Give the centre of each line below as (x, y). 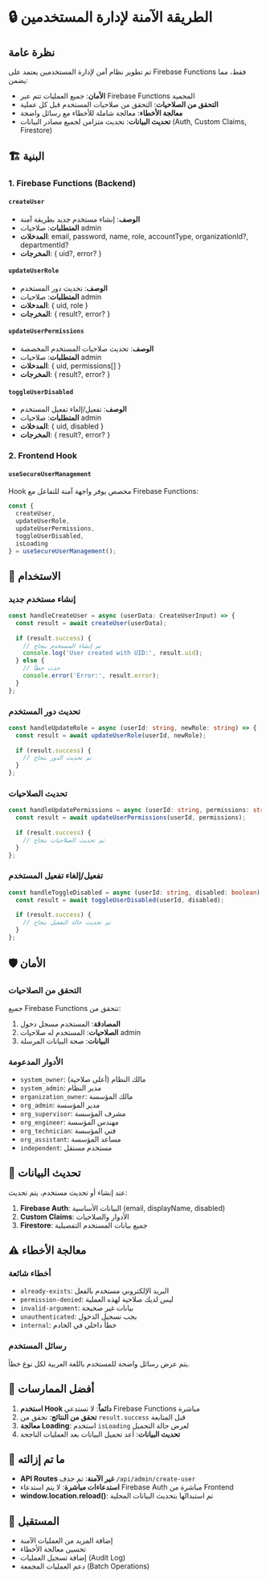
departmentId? (44, 245)
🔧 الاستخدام (35, 576)
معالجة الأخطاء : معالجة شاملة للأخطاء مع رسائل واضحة (101, 113)
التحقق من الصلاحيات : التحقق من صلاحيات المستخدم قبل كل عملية (119, 104)
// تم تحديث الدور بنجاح (57, 758)
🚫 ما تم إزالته (37, 1459)
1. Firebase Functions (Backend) (72, 184)
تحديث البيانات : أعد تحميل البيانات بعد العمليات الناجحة (100, 1434)
